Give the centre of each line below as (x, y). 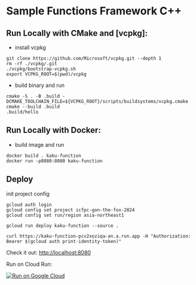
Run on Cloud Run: (29, 264)
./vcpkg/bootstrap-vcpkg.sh (41, 69)
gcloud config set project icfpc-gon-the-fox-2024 (71, 210)
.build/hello (22, 112)
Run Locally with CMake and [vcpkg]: (77, 33)
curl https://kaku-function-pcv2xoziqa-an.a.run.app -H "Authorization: (99, 236)
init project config (28, 193)
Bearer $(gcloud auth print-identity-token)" (64, 241)
